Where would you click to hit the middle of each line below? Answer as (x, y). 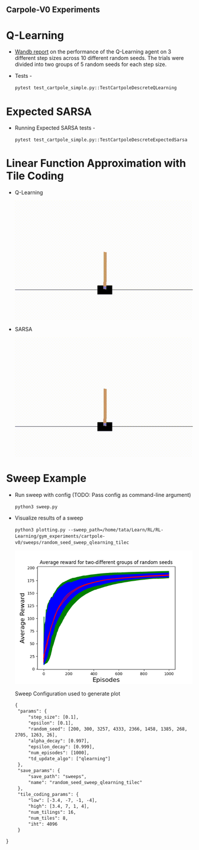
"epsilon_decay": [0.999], (61, 747)
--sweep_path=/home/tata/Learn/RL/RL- (116, 530)
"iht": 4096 (43, 824)
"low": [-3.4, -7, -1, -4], (63, 800)
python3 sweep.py (36, 507)
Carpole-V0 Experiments (53, 10)
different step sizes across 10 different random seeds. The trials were (99, 58)
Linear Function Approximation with (96, 163)
